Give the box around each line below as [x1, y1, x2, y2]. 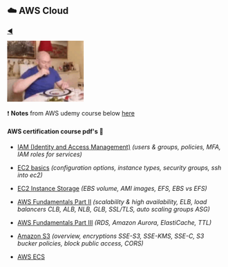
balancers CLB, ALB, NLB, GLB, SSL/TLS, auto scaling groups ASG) [17, 205, 211, 214]
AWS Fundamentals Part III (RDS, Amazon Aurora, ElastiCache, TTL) [17, 219, 212, 227]
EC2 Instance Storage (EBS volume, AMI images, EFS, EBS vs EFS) [17, 185, 207, 193]
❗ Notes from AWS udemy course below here [7, 109, 135, 117]
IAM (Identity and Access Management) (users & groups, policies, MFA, [17, 143, 221, 151]
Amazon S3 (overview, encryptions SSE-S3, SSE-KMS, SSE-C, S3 [17, 232, 205, 240]
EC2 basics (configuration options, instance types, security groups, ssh [17, 164, 222, 172]
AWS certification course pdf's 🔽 [7, 127, 104, 136]
